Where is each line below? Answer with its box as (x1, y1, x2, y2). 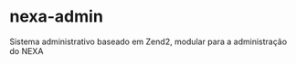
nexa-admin (9, 6, 103, 27)
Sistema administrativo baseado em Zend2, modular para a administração (9, 36, 288, 47)
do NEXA (9, 45, 44, 56)
